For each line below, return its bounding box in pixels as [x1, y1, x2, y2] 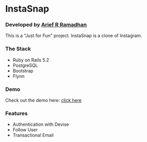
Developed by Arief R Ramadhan [5, 21, 87, 28]
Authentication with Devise [12, 121, 70, 127]
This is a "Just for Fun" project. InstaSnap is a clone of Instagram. [5, 32, 142, 39]
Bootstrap [12, 67, 34, 74]
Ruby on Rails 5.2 [12, 57, 49, 63]
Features [5, 110, 28, 117]
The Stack [5, 45, 32, 52]
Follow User [12, 127, 38, 133]
